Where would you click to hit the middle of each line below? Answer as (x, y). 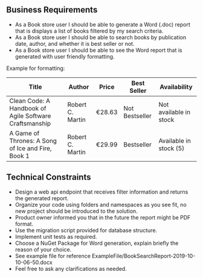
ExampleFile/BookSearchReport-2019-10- (143, 256)
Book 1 (20, 156)
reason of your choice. (43, 249)
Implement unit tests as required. (56, 236)
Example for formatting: (36, 68)
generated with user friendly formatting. (65, 56)
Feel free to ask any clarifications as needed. (71, 268)
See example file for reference (53, 256)
